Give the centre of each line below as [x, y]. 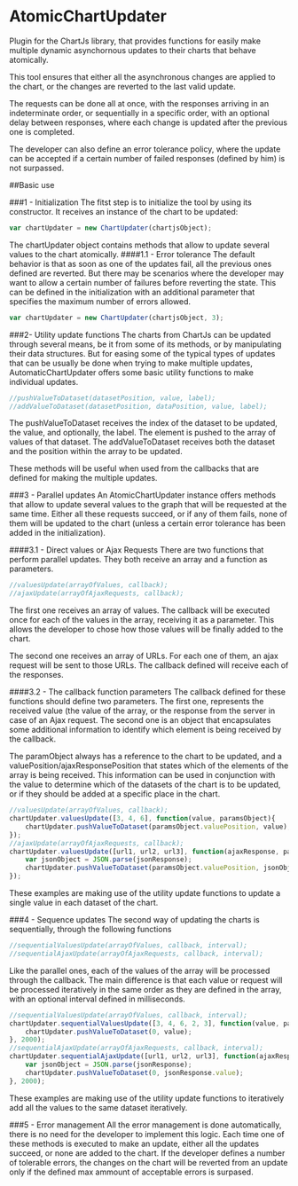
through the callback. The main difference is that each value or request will [146, 980]
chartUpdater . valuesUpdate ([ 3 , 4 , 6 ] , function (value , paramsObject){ [142, 819]
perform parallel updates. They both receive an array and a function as [138, 560]
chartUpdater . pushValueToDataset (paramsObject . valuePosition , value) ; [158, 827]
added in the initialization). [58, 533]
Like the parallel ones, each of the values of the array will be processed [140, 970]
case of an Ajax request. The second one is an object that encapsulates [140, 720]
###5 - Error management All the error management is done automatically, [145, 1125]
